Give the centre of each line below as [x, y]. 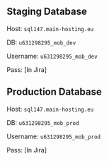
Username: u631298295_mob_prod [54, 136]
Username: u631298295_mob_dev [52, 56]
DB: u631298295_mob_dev [41, 42]
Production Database [54, 92]
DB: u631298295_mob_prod [43, 122]
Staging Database [47, 12]
